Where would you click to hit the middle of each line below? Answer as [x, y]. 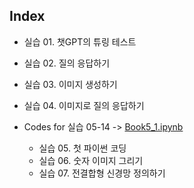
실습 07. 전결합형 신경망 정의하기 [102, 173]
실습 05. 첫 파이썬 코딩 [82, 148]
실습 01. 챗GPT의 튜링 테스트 [80, 41]
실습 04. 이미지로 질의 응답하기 [84, 105]
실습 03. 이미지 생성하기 [70, 84]
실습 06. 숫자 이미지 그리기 [91, 160]
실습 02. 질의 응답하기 [67, 63]
